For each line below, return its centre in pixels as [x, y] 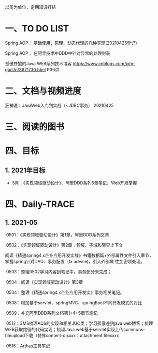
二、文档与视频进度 [43, 91]
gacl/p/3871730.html [25, 69]
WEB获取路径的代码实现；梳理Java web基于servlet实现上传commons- [75, 330]
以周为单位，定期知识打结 [30, 7]
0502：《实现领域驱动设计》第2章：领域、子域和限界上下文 [65, 245]
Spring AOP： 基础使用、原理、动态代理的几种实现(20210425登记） [72, 43]
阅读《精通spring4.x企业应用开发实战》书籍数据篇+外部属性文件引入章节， [79, 255]
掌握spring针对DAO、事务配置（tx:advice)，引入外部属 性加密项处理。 [75, 262]
